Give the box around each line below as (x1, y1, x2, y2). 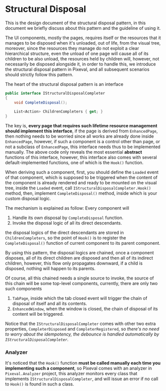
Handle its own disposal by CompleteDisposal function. (12, 215, 124, 221)
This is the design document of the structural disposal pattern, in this (5, 20, 146, 26)
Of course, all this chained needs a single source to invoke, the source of (5, 275, 154, 281)
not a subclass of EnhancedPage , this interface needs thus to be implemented (5, 144, 161, 150)
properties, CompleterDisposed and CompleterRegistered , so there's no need (5, 326, 160, 332)
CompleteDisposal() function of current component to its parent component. (5, 240, 161, 246)
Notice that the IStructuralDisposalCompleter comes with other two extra (5, 321, 156, 327)
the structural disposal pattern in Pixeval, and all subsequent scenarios (5, 66, 150, 72)
